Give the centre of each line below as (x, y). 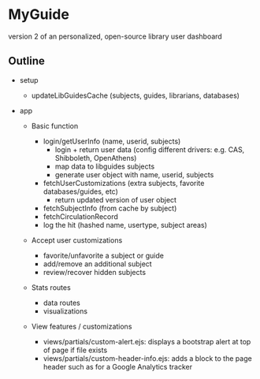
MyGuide (39, 15)
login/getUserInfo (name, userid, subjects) (112, 141)
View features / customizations (82, 326)
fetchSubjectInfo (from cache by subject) (110, 208)
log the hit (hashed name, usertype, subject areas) (125, 225)
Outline (26, 61)
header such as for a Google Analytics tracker (118, 366)
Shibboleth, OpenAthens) (96, 158)
